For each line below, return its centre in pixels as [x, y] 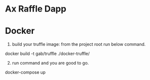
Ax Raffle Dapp [36, 9]
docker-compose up [25, 72]
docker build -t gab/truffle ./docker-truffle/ [47, 53]
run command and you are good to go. [50, 63]
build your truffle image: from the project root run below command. [79, 44]
